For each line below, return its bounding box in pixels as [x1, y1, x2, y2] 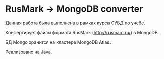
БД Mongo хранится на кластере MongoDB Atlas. [5, 39, 111, 45]
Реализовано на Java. [5, 49, 52, 55]
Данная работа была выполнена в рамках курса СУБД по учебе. [5, 20, 145, 26]
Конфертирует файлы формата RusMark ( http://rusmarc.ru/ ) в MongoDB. [5, 29, 159, 35]
